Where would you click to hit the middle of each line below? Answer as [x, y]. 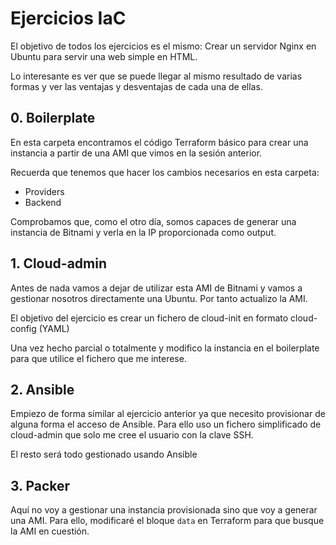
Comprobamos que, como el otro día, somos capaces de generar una [153, 221]
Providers [44, 191]
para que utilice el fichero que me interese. [98, 358]
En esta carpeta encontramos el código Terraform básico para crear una [159, 142]
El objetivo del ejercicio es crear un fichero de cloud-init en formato [149, 318]
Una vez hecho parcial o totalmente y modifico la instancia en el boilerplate [165, 348]
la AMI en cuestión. [50, 531]
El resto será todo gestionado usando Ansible [104, 454]
